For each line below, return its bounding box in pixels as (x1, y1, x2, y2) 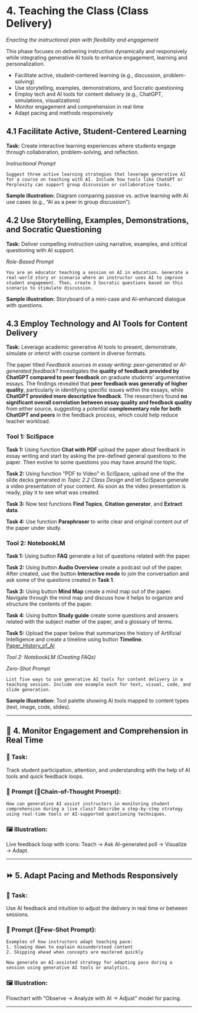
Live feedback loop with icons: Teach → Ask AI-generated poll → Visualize (6, 841, 187, 848)
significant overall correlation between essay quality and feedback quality (6, 399, 192, 406)
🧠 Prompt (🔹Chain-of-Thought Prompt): (6, 787, 121, 796)
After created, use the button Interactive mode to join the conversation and (6, 570, 189, 577)
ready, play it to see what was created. (6, 488, 100, 496)
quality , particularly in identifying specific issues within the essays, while (6, 386, 184, 393)
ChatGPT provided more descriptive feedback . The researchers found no (6, 393, 187, 400)
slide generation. (6, 686, 51, 692)
